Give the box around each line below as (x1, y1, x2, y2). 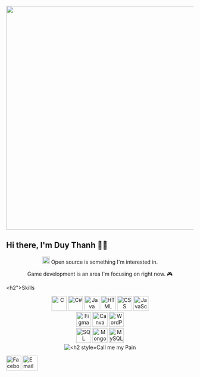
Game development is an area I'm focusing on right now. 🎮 (27, 270, 173, 277)
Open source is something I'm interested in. (51, 258, 158, 265)
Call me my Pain (96, 344, 136, 351)
